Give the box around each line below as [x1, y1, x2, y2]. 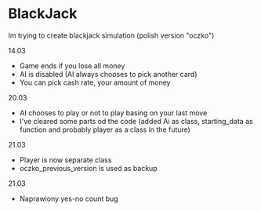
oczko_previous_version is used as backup [19, 163, 158, 173]
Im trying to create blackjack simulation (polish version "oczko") [8, 31, 215, 40]
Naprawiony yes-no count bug [19, 194, 119, 203]
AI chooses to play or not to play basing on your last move [19, 107, 208, 118]
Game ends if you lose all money [19, 60, 125, 71]
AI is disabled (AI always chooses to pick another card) [19, 69, 198, 78]
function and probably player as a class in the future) [19, 125, 190, 134]
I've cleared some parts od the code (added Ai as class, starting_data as [19, 116, 253, 126]
